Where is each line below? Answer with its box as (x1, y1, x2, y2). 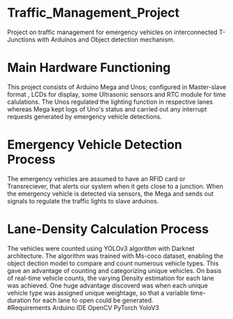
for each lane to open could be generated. (32, 296, 154, 304)
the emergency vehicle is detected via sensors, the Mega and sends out (7, 189, 214, 198)
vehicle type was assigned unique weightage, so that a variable (7, 288, 189, 297)
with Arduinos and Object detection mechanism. (37, 35, 175, 43)
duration (7, 296, 31, 304)
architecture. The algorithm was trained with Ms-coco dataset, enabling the (7, 251, 224, 260)
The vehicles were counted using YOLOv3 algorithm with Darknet (7, 244, 195, 252)
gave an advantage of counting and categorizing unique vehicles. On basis (7, 266, 222, 274)
